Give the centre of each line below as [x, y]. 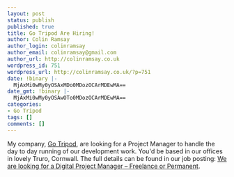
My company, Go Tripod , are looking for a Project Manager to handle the [111, 144]
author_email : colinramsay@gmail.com [62, 53]
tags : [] [20, 117]
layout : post [26, 14]
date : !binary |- [32, 78]
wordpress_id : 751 [34, 66]
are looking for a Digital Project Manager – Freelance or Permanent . [104, 166]
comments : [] [26, 124]
